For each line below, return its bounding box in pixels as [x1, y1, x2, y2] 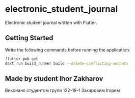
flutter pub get [5, 56, 38, 61]
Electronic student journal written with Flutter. [5, 20, 97, 25]
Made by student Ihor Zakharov [5, 74, 104, 83]
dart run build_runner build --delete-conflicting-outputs [5, 61, 129, 66]
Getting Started [5, 34, 54, 42]
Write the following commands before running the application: [5, 47, 131, 52]
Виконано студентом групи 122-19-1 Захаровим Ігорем [5, 87, 120, 94]
